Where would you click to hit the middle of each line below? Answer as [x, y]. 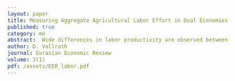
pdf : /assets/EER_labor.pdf [49, 66]
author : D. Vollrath [38, 46]
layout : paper [28, 14]
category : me [26, 33]
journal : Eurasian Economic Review [59, 54]
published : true [31, 27]
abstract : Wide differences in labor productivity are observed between [118, 40]
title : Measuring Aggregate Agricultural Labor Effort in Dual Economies [118, 20]
